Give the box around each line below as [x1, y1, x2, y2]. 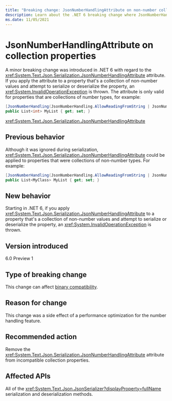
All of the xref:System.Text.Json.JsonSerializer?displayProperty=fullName [5, 385, 161, 392]
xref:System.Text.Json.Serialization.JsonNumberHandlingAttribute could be [5, 152, 165, 158]
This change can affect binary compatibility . [5, 284, 98, 290]
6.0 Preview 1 [5, 256, 33, 262]
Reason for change [5, 299, 67, 307]
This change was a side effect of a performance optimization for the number [5, 312, 166, 318]
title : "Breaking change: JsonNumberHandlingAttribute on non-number [5, 7, 157, 13]
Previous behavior [5, 133, 65, 141]
